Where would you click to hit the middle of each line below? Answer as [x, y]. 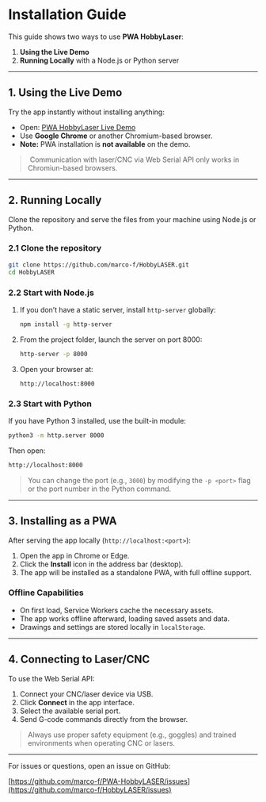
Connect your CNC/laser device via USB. [86, 694]
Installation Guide [67, 15]
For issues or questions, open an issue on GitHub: [89, 766]
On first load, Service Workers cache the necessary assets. [116, 610]
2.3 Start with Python [50, 404]
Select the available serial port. [70, 711]
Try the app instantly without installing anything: [86, 112]
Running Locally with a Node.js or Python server [99, 60]
